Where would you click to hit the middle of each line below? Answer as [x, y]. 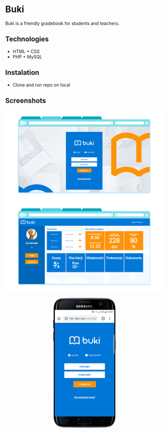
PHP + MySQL [27, 57]
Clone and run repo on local [41, 85]
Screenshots [26, 100]
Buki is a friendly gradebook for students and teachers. [62, 23]
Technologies [27, 39]
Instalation [22, 73]
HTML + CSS [26, 51]
